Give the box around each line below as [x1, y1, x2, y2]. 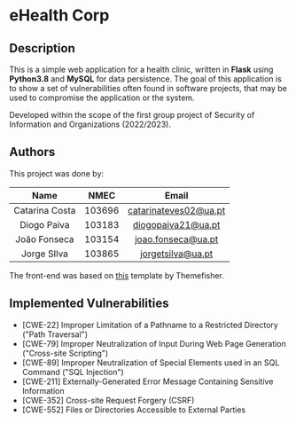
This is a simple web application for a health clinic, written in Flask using [9, 64, 274, 74]
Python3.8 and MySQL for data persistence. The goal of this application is [9, 74, 282, 84]
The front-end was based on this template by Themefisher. [9, 270, 224, 280]
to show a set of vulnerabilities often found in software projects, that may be [9, 83, 288, 93]
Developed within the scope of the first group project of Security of [9, 110, 255, 120]
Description [9, 41, 75, 56]
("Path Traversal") [21, 329, 89, 340]
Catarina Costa [13, 204, 76, 216]
